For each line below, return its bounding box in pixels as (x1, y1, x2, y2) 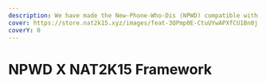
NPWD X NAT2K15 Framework (8, 60, 213, 78)
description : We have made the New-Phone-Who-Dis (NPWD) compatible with (8, 11, 259, 20)
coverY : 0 (8, 26, 41, 34)
